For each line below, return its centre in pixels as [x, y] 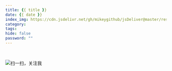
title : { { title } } [26, 10]
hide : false [18, 33]
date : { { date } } [24, 15]
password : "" [19, 39]
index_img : [17, 19]
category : [16, 24]
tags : [11, 29]
